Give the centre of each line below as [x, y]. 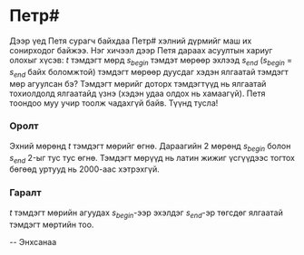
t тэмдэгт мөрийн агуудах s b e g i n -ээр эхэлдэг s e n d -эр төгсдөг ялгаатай [146, 213]
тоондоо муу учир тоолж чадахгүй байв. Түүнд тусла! [114, 103]
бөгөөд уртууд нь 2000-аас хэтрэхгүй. [85, 169]
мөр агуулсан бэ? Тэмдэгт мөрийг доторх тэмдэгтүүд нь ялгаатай [138, 83]
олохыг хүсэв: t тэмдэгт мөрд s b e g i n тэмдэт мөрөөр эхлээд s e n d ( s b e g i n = [151, 61]
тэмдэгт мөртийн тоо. [52, 224]
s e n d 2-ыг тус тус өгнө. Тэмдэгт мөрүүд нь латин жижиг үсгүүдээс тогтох [152, 159]
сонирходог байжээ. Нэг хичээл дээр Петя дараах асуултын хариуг [141, 50]
